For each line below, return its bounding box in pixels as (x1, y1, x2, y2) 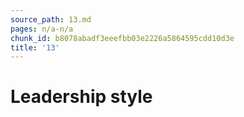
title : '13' (10, 42, 60, 53)
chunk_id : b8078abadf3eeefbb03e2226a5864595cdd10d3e (10, 33, 235, 43)
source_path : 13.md (10, 14, 92, 25)
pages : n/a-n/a (10, 24, 74, 34)
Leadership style (10, 86, 153, 108)
